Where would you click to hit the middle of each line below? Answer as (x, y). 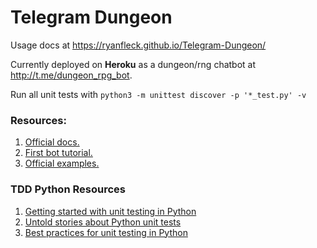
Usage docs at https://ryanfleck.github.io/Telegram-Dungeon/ (138, 45)
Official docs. (52, 142)
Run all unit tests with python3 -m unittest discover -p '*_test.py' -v (158, 94)
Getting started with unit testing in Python (110, 211)
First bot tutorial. (58, 153)
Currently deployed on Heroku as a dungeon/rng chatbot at (133, 64)
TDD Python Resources (68, 189)
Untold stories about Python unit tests (103, 222)
